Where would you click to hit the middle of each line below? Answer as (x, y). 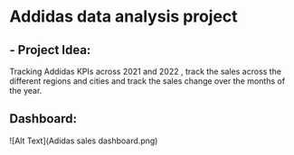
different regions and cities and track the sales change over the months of (147, 81)
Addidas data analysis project (123, 17)
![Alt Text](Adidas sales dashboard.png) (84, 141)
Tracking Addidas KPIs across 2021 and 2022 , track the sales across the (146, 71)
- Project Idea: (50, 50)
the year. (26, 91)
